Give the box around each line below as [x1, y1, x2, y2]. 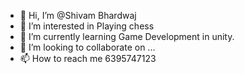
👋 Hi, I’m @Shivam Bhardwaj [19, 10, 137, 21]
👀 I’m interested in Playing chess [19, 20, 155, 32]
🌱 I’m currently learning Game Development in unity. [19, 31, 235, 42]
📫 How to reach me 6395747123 [19, 53, 157, 64]
